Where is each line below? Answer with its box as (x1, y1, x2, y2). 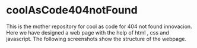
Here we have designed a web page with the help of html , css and (6, 29, 169, 36)
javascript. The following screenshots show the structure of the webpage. (6, 35, 187, 42)
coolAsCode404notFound (6, 4, 138, 17)
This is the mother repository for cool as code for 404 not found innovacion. (6, 23, 192, 30)
